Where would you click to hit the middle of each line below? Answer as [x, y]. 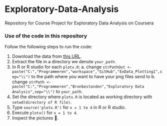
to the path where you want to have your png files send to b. [93, 77]
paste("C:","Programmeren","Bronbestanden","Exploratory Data [78, 87]
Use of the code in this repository [46, 36]
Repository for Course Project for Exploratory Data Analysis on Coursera [79, 23]
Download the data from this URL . [47, 56]
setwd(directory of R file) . [42, 102]
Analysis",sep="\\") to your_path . [47, 92]
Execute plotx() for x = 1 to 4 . [45, 113]
